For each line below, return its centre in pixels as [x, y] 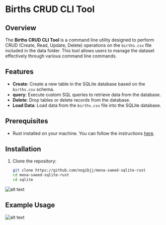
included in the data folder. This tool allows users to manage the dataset [80, 51]
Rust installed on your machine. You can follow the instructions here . [84, 133]
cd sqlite [23, 180]
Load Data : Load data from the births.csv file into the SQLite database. [87, 105]
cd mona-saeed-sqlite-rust [41, 175]
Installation [23, 149]
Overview [21, 28]
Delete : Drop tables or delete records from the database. [71, 100]
